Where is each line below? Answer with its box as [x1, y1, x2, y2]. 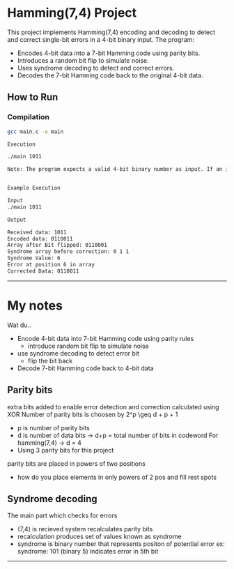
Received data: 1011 [7, 229, 68, 236]
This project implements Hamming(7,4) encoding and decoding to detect [7, 28, 216, 36]
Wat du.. [7, 321, 31, 329]
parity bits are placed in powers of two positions [7, 459, 146, 468]
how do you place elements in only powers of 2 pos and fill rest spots [17, 473, 217, 481]
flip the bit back [27, 356, 73, 365]
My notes [7, 298, 63, 313]
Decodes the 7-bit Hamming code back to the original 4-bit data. [17, 71, 203, 79]
